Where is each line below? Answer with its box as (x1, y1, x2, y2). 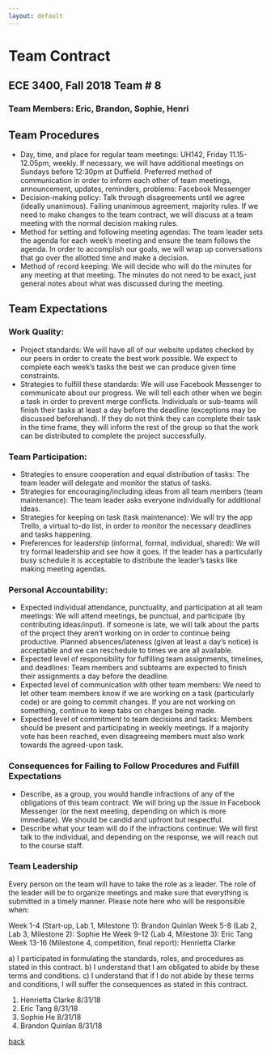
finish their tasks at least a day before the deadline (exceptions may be (19, 405, 256, 414)
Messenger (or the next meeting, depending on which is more (19, 806, 227, 816)
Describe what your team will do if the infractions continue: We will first (19, 823, 259, 833)
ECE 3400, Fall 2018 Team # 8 (8, 79, 162, 93)
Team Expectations (8, 302, 108, 316)
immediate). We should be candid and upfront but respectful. (19, 814, 224, 824)
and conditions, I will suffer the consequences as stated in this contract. (8, 979, 248, 988)
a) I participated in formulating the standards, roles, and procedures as (8, 953, 244, 963)
